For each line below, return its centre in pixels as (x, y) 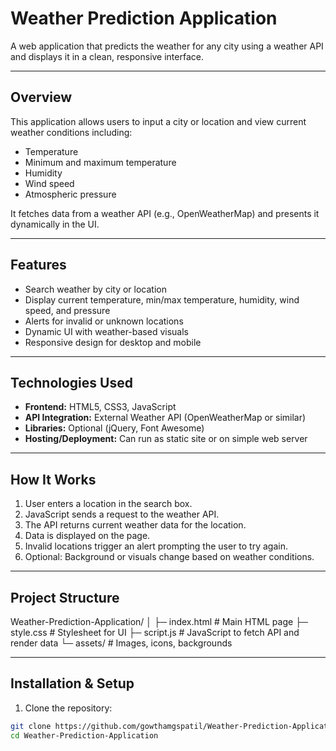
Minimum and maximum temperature (100, 162)
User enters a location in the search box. (108, 504)
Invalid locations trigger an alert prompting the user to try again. (156, 546)
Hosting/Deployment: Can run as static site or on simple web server (166, 439)
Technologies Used (71, 382)
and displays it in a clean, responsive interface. (107, 56)
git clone (31, 726)
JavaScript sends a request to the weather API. (122, 514)
